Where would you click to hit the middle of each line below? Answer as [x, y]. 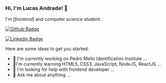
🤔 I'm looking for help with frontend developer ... [64, 70]
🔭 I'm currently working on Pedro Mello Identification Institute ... [80, 59]
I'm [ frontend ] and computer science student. [53, 19]
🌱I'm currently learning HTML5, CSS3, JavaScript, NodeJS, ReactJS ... [87, 64]
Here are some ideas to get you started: [47, 49]
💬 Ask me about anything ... [42, 75]
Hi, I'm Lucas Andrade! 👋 [37, 8]
